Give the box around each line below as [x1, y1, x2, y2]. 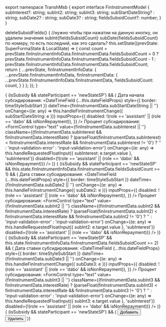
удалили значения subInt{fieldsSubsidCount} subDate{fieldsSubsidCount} [5, 35, 159, 41]
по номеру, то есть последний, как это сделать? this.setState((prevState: [5, 40, 159, 46]
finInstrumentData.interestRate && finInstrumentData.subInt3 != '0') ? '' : [5, 288, 152, 293]
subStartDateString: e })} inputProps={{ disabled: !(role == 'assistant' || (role [5, 113, 161, 119]
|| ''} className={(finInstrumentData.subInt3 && [61, 277, 160, 283]
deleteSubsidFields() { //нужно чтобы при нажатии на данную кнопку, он [5, 30, 158, 35]
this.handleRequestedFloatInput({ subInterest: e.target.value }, [5, 150, 133, 156]
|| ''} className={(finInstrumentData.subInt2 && [61, 203, 160, 209]
